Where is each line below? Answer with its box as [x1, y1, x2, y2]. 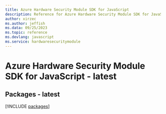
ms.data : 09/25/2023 [5, 26, 48, 30]
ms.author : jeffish [5, 21, 45, 26]
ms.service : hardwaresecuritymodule [5, 39, 81, 44]
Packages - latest [5, 90, 60, 99]
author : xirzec [5, 16, 37, 21]
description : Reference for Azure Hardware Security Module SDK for [5, 12, 149, 17]
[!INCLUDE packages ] [5, 103, 50, 109]
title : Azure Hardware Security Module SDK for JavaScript [5, 7, 129, 12]
